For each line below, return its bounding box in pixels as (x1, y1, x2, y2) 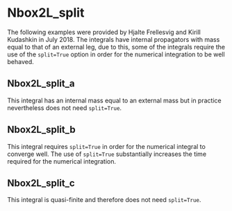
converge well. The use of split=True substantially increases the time (7, 150, 207, 158)
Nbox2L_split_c (7, 177, 75, 189)
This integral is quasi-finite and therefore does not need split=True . (7, 196, 201, 204)
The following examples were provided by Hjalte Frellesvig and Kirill (7, 28, 201, 36)
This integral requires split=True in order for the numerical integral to (7, 142, 206, 150)
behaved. (7, 57, 35, 65)
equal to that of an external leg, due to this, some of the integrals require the (7, 42, 226, 51)
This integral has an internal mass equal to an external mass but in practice (7, 96, 222, 104)
